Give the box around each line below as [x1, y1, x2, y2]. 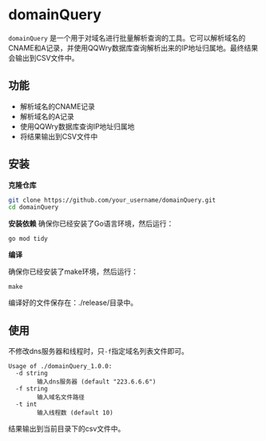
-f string [15, 385, 48, 393]
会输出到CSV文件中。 [8, 53, 79, 62]
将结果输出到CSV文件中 [19, 131, 98, 141]
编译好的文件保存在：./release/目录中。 [8, 298, 138, 307]
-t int [15, 400, 38, 409]
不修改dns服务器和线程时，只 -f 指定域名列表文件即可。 [8, 347, 189, 356]
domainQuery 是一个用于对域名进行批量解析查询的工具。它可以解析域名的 [8, 33, 246, 42]
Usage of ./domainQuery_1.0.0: [8, 363, 113, 371]
